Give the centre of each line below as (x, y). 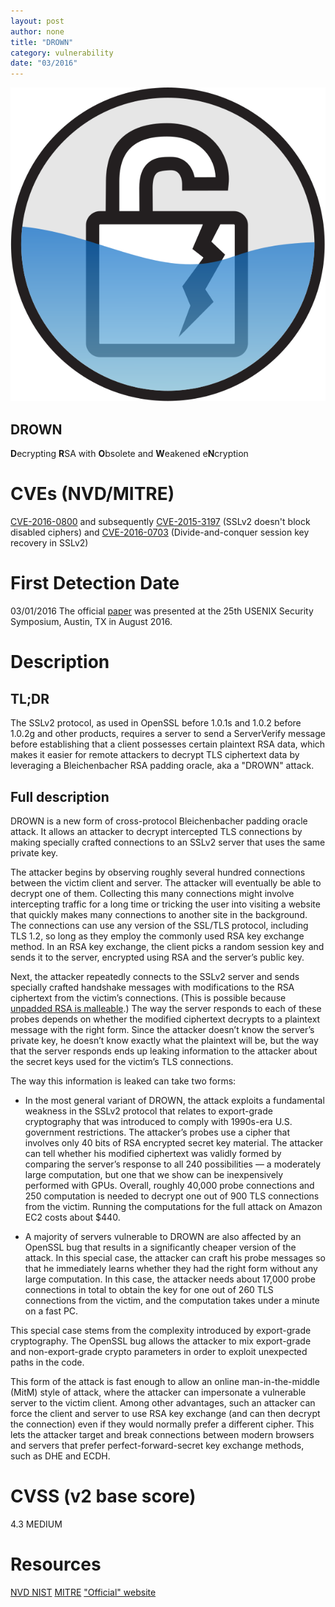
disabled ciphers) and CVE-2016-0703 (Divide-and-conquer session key (160, 532)
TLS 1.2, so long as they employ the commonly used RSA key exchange (157, 936)
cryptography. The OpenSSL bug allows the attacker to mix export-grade (161, 1341)
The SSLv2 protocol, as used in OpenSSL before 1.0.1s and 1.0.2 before (156, 723)
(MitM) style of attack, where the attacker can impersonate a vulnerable (158, 1392)
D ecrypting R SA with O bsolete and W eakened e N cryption (129, 454)
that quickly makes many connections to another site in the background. (159, 914)
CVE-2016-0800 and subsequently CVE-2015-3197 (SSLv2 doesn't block (160, 522)
